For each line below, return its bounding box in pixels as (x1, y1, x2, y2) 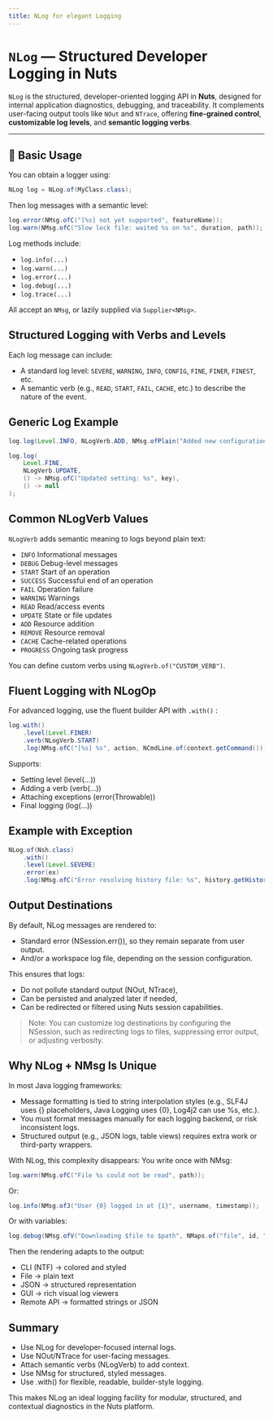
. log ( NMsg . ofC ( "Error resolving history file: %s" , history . (23, 876, 234, 885)
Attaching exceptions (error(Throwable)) (19, 792, 156, 802)
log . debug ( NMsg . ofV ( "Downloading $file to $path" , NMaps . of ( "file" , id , (8, 1232, 260, 1241)
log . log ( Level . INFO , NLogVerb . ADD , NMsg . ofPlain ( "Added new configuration (8, 437, 267, 445)
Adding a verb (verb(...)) (19, 783, 102, 793)
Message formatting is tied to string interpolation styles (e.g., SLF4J (19, 1096, 249, 1106)
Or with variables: (8, 1216, 67, 1226)
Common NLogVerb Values (8, 512, 149, 526)
